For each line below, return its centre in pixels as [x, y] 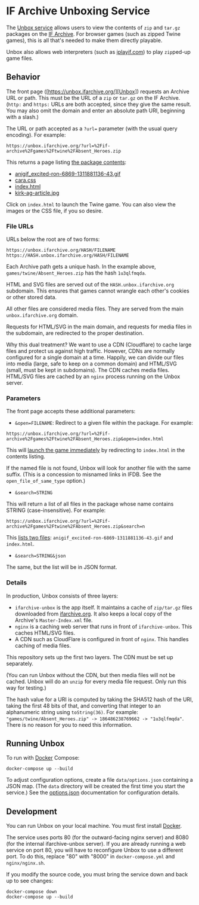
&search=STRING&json [40, 556]
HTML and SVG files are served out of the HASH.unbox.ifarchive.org [90, 285]
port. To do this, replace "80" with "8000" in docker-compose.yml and [91, 857]
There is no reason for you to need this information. [69, 724]
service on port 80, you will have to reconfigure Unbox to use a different [95, 850]
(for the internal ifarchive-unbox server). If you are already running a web [96, 844]
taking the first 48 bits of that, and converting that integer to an [83, 706]
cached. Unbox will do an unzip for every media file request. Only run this [96, 681]
